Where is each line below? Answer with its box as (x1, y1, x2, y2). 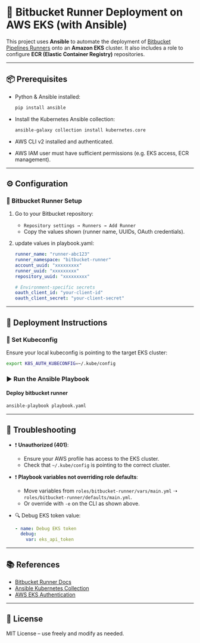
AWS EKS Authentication (14, 591, 76, 598)
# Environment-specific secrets (14, 284, 95, 290)
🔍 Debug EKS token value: (14, 512, 81, 519)
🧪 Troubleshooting (6, 425, 76, 435)
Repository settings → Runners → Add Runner (23, 223, 136, 229)
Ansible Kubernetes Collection (14, 585, 89, 592)
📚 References (6, 559, 60, 569)
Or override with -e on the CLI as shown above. (23, 500, 140, 507)
